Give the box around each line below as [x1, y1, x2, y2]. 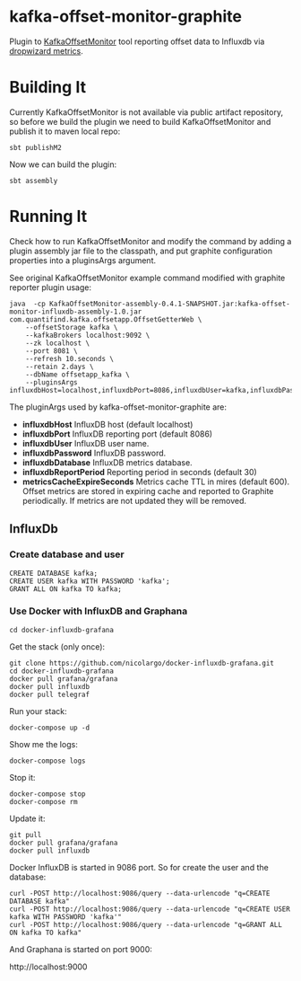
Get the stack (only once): [9, 641, 106, 652]
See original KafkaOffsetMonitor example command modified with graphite [9, 272, 286, 283]
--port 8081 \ [25, 346, 78, 356]
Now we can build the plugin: [9, 159, 117, 170]
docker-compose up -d [9, 723, 90, 732]
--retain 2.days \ [25, 362, 94, 371]
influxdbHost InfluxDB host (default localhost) [21, 419, 193, 429]
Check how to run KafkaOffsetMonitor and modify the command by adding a [9, 235, 292, 246]
